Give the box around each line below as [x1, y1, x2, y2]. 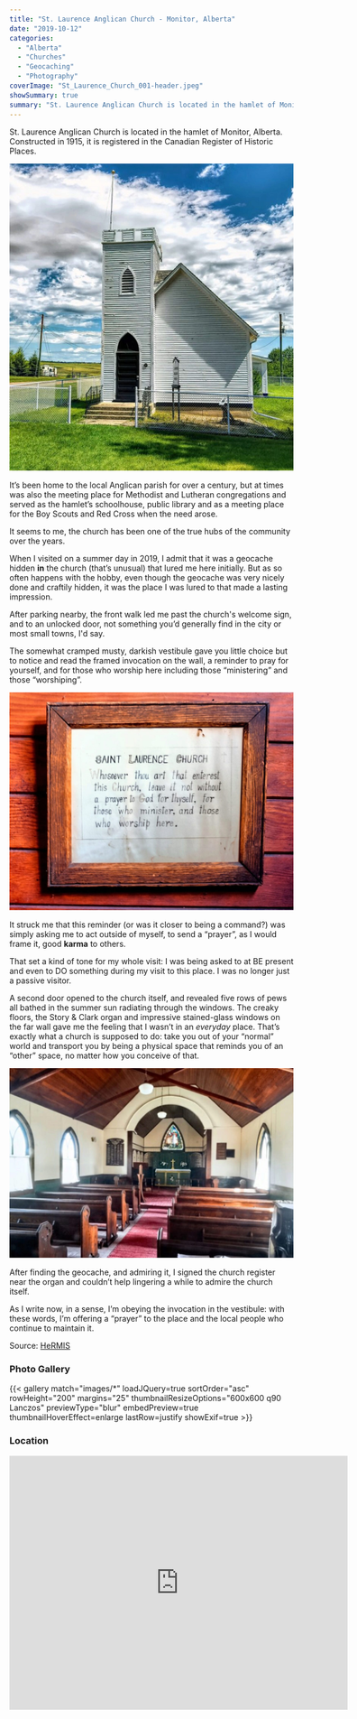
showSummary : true [9, 90, 78, 99]
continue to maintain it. [9, 1323, 95, 1333]
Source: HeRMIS [9, 1341, 70, 1351]
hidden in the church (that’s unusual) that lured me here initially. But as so [9, 562, 282, 573]
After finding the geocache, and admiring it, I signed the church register [9, 1267, 276, 1278]
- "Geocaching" [17, 62, 75, 71]
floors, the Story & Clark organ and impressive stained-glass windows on [9, 1011, 281, 1022]
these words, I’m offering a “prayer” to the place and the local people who [9, 1314, 284, 1324]
